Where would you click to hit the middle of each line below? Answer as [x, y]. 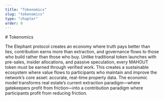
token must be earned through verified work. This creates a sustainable [77, 67]
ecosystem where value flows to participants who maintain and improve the [81, 72]
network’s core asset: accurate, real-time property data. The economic [76, 78]
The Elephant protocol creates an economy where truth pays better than [78, 46]
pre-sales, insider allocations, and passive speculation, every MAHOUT [77, 62]
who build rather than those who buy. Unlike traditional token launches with [81, 57]
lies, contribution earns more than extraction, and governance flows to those [82, 52]
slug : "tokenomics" [25, 14]
